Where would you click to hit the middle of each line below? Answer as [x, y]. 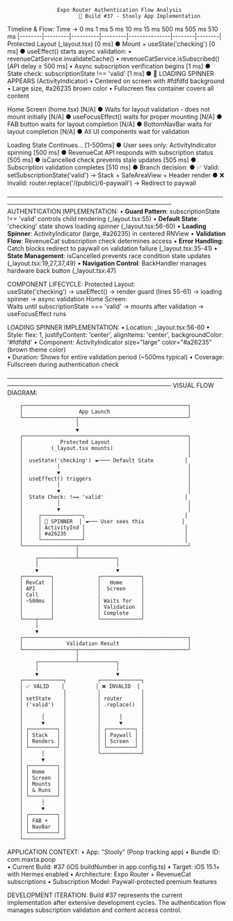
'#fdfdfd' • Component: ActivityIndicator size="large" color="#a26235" [110, 342]
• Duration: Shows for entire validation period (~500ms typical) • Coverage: [116, 357]
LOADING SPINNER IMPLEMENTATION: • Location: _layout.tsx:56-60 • [109, 327]
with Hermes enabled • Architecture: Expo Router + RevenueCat [99, 874]
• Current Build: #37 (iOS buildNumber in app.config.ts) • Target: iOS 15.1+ [114, 867]
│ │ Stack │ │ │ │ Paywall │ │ [82, 735]
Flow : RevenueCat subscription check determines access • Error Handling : [115, 241]
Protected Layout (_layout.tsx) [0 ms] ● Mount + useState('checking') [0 [111, 44]
